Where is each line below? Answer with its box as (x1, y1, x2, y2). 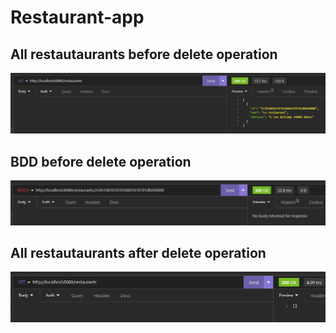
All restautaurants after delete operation (10, 245, 267, 262)
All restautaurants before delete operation (10, 46, 278, 63)
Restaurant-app (10, 6, 145, 29)
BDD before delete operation (10, 153, 192, 170)
